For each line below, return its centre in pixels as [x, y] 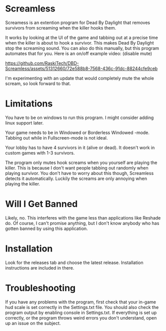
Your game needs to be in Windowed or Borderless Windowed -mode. [77, 132]
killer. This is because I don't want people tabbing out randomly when [77, 167]
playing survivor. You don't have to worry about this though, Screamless [79, 173]
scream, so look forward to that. [38, 83]
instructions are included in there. [40, 267]
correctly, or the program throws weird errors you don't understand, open [81, 317]
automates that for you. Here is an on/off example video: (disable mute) [79, 53]
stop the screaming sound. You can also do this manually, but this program [82, 48]
